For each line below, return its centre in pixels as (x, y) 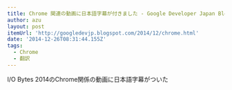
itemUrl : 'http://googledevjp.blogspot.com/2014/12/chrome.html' (103, 33)
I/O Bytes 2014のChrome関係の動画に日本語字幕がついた (88, 79)
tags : (15, 46)
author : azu (24, 20)
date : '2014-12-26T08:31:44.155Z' (57, 39)
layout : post (26, 26)
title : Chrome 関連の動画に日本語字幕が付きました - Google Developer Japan (111, 13)
